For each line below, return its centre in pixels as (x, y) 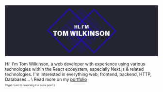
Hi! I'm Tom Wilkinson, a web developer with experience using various (75, 64)
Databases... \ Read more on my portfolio (46, 79)
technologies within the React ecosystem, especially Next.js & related (74, 69)
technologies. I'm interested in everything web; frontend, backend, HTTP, (78, 74)
